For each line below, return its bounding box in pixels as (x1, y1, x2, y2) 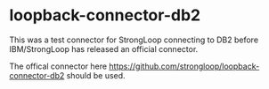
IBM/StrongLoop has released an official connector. (9, 43, 199, 54)
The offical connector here (9, 61, 108, 71)
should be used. (66, 70, 126, 80)
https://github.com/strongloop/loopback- (109, 61, 260, 71)
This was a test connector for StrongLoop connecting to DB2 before (9, 34, 259, 45)
